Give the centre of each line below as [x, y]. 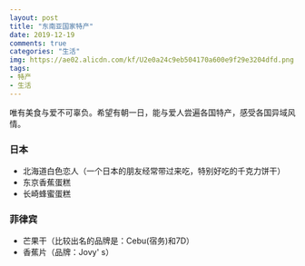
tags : [20, 69]
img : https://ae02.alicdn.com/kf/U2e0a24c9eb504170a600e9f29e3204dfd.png [152, 60]
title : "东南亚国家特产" [51, 26]
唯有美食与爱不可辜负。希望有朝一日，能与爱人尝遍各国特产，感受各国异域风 [152, 112]
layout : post [34, 18]
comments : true [38, 43]
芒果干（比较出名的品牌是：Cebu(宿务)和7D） [108, 241]
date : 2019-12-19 [42, 34]
